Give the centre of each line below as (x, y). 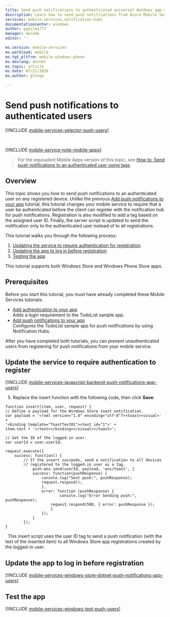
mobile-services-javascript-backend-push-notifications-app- (93, 382)
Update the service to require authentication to (81, 362)
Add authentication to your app (45, 309)
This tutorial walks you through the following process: (61, 235)
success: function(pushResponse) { (70, 474)
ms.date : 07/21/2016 (27, 71)
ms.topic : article (25, 67)
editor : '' (17, 39)
